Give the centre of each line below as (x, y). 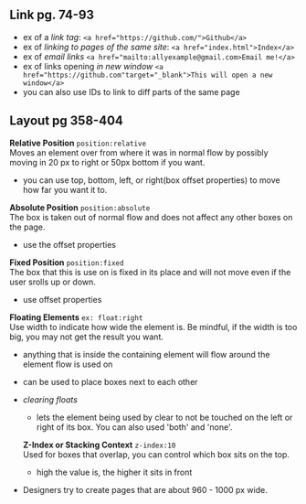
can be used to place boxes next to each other (110, 381)
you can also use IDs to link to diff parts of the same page (131, 91)
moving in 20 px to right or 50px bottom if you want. (107, 162)
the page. (27, 227)
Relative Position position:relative (78, 143)
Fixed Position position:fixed (67, 262)
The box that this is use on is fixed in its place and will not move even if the (150, 272)
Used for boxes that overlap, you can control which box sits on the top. (156, 454)
